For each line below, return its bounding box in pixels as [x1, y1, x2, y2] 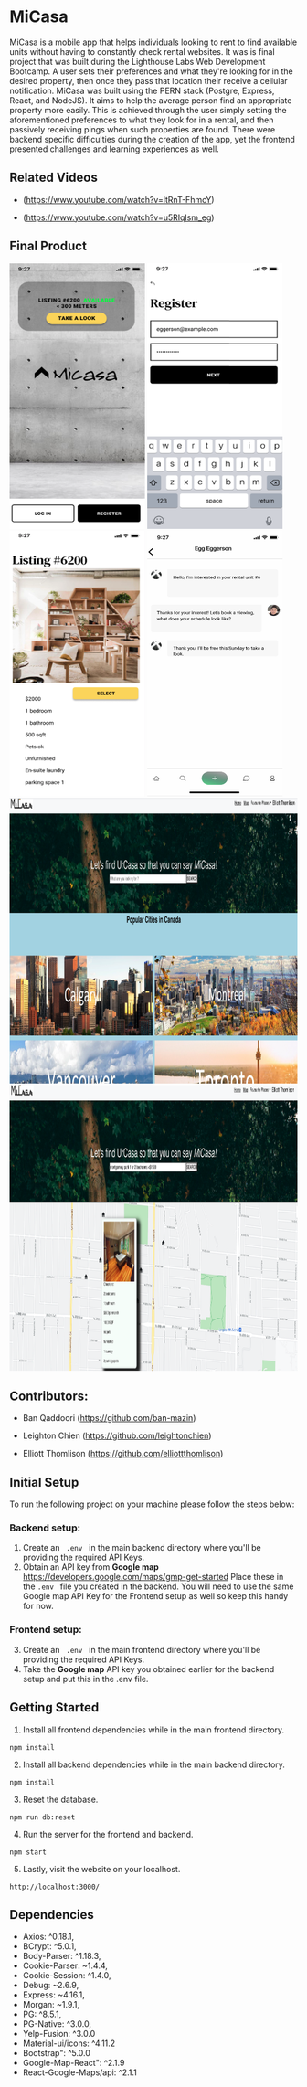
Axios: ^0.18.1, [22, 1931, 75, 1943]
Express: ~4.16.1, [22, 1989, 85, 2000]
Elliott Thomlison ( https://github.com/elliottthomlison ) [22, 1448, 224, 1459]
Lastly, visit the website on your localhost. [22, 1863, 181, 1874]
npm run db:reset [9, 1812, 76, 1822]
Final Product [9, 238, 87, 254]
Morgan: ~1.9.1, [22, 1999, 80, 2010]
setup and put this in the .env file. [22, 1673, 149, 1684]
